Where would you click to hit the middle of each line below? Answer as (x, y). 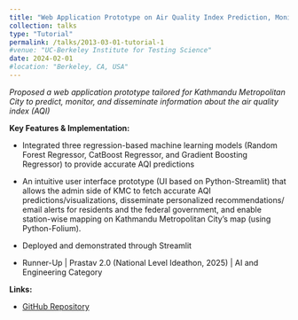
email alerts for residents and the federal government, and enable (141, 209)
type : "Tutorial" (41, 34)
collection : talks (43, 26)
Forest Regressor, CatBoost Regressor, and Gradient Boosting (135, 154)
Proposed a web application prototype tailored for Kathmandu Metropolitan (147, 92)
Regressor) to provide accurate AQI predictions (108, 164)
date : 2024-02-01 (41, 59)
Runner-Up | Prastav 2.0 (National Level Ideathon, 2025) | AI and (140, 262)
